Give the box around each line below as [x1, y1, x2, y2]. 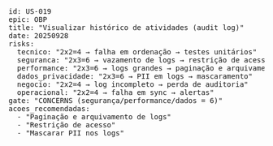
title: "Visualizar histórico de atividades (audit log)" [8, 24, 245, 32]
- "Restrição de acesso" [16, 121, 116, 129]
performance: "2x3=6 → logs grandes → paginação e [16, 64, 223, 72]
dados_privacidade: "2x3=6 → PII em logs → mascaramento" [16, 72, 253, 80]
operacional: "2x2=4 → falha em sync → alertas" [16, 88, 214, 97]
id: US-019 [8, 7, 52, 15]
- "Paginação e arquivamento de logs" [16, 113, 172, 121]
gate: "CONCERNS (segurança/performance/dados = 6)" [8, 97, 223, 105]
